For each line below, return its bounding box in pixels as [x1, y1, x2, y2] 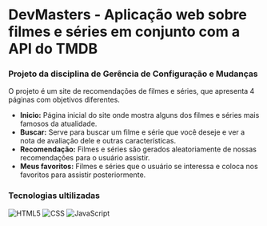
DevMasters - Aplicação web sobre [8, 6, 248, 24]
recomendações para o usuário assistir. [19, 153, 150, 163]
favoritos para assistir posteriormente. [19, 170, 146, 180]
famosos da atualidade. [19, 119, 98, 129]
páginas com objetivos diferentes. [8, 95, 120, 105]
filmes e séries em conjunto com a [8, 22, 241, 41]
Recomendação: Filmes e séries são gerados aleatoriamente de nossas [19, 144, 257, 154]
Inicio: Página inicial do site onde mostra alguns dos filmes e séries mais [19, 111, 260, 120]
